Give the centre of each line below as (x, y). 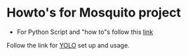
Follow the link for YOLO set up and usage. (68, 45)
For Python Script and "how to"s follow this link (85, 32)
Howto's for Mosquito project (94, 13)
